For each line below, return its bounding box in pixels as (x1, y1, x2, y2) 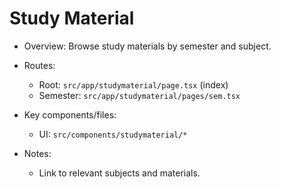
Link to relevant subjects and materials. (38, 167, 201, 179)
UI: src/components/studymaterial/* (38, 128, 188, 140)
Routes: (23, 59, 56, 71)
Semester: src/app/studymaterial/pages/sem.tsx (38, 89, 241, 101)
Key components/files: (23, 108, 117, 121)
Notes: (23, 147, 52, 159)
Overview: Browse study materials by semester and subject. (23, 40, 272, 52)
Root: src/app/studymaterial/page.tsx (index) (38, 78, 229, 91)
